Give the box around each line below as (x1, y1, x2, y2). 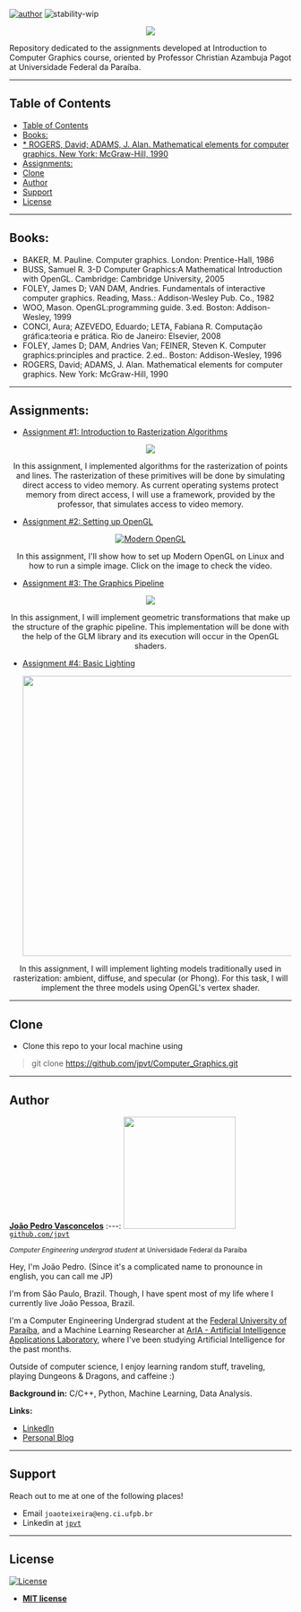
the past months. (9, 1344, 72, 1355)
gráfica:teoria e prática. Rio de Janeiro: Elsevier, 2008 (21, 330, 221, 341)
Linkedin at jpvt (21, 1517, 82, 1528)
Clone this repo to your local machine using (21, 1041, 184, 1052)
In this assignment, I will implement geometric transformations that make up (10, 612, 291, 623)
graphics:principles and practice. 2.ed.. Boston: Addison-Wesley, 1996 (21, 350, 282, 360)
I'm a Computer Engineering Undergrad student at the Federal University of (9, 1315, 288, 1326)
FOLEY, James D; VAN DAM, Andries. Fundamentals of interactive (21, 282, 266, 293)
